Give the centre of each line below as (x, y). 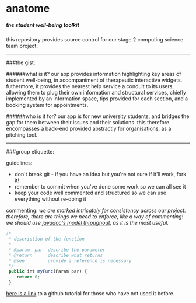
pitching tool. (22, 135)
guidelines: (19, 163)
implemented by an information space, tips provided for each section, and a (97, 99)
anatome (28, 8)
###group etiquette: (30, 152)
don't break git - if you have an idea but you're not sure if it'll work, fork (100, 175)
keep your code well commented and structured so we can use (90, 193)
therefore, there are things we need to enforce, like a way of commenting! (95, 217)
